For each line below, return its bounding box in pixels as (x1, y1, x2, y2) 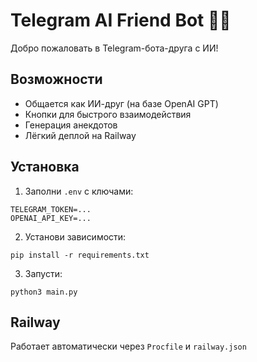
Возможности (10, 71, 103, 88)
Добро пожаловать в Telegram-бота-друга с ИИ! (10, 42, 219, 54)
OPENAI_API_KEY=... (10, 213, 92, 223)
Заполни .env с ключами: (24, 185, 134, 197)
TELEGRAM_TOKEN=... (10, 204, 92, 214)
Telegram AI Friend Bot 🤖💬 (10, 9, 232, 32)
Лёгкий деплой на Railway (24, 129, 137, 141)
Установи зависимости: (24, 230, 127, 243)
